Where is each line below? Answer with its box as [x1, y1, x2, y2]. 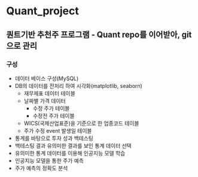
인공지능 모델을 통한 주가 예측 [14, 157, 84, 164]
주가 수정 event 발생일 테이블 [23, 127, 92, 134]
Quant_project [6, 4, 79, 18]
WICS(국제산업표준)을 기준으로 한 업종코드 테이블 [23, 120, 139, 127]
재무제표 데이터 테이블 [23, 90, 76, 97]
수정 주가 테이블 [32, 105, 70, 112]
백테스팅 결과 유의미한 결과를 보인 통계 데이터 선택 [14, 142, 132, 149]
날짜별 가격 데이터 [23, 97, 66, 104]
